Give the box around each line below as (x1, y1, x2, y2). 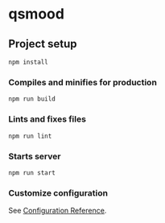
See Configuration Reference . (8, 206, 107, 216)
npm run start (8, 168, 56, 177)
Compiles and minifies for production (8, 76, 157, 88)
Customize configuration (8, 187, 109, 198)
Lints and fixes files (8, 114, 87, 125)
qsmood (8, 5, 64, 23)
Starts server (8, 151, 61, 162)
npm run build (8, 95, 56, 103)
